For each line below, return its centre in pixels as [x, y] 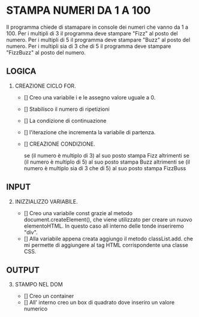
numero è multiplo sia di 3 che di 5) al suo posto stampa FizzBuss [105, 168]
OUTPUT [23, 270]
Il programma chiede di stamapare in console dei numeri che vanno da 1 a [97, 27]
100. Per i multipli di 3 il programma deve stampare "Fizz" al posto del [92, 33]
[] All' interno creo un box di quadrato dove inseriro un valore [99, 303]
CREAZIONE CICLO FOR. [45, 86]
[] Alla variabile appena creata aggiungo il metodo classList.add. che [108, 238]
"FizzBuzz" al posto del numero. [46, 52]
